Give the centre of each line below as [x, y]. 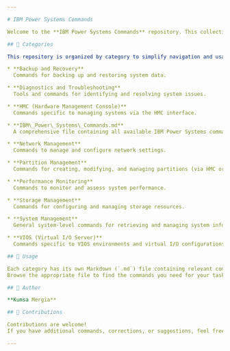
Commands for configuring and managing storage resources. [99, 206]
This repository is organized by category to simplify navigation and [110, 57]
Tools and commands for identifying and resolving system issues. [110, 94]
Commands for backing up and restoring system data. [90, 75]
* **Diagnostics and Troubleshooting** [64, 88]
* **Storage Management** [44, 200]
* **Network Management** [44, 144]
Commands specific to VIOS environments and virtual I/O [96, 244]
